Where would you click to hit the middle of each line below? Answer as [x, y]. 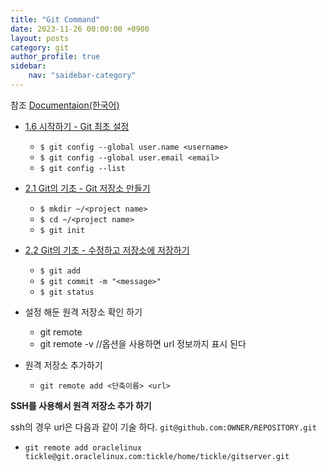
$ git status [67, 292]
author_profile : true [55, 57]
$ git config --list [82, 168]
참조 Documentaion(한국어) [65, 105]
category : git [40, 47]
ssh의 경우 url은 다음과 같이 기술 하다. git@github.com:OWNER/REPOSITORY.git [163, 427]
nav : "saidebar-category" [82, 76]
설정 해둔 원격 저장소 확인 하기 [83, 312]
